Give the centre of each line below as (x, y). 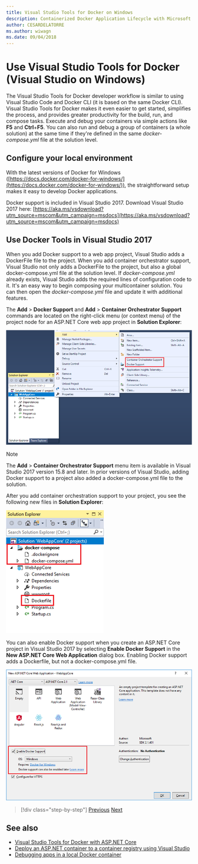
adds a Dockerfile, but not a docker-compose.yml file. (72, 661)
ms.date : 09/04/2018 (32, 37)
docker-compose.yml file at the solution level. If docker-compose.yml (90, 273)
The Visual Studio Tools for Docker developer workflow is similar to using (95, 96)
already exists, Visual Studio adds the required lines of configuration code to (99, 279)
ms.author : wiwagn (29, 31)
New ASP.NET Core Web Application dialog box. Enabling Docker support (97, 655)
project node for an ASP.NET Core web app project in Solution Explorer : (94, 322)
